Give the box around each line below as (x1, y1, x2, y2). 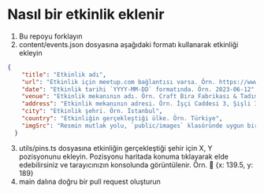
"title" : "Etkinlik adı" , (21, 71, 107, 79)
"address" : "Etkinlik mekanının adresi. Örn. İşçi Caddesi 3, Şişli (21, 100, 251, 108)
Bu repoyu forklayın (18, 31, 84, 41)
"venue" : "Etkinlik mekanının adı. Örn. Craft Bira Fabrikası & (21, 93, 237, 101)
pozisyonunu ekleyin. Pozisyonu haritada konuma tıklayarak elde (18, 152, 229, 161)
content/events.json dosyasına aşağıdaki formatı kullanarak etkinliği (18, 39, 239, 49)
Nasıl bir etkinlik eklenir (7, 5, 165, 24)
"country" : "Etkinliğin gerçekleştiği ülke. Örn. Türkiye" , (21, 115, 223, 123)
